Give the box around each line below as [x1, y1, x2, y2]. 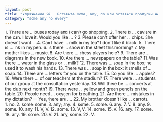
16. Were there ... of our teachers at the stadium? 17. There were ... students [5, 76, 156, 81]
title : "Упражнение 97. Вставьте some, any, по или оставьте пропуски [5, 12, 153, 16]
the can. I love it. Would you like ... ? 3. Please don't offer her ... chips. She [5, 34, 153, 40]
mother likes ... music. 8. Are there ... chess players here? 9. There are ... [5, 50, 150, 56]
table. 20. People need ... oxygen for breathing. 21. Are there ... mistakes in [5, 91, 154, 97]
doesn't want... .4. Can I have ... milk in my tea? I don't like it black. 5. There [5, 40, 156, 46]
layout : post [5, 7, 32, 12]
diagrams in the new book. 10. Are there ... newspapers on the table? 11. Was [5, 55, 158, 61]
